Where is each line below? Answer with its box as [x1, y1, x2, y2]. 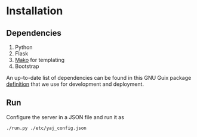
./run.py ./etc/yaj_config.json [6, 125, 87, 131]
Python [14, 43, 33, 51]
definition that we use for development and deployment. [6, 80, 144, 88]
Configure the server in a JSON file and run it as [6, 113, 124, 120]
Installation [6, 4, 63, 18]
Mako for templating [14, 57, 64, 63]
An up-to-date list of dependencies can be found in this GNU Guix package [6, 74, 192, 81]
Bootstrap [14, 63, 39, 70]
